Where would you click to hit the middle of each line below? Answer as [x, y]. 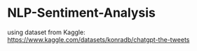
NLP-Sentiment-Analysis [81, 13]
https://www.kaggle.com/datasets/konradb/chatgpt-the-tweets [98, 39]
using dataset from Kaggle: [46, 32]
